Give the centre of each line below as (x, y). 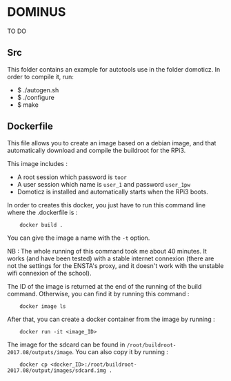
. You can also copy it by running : (120, 351)
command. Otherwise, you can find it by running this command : (98, 294)
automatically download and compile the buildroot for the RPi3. (97, 150)
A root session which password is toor (72, 177)
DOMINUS (37, 12)
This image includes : (37, 163)
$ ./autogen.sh (38, 90)
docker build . (41, 225)
